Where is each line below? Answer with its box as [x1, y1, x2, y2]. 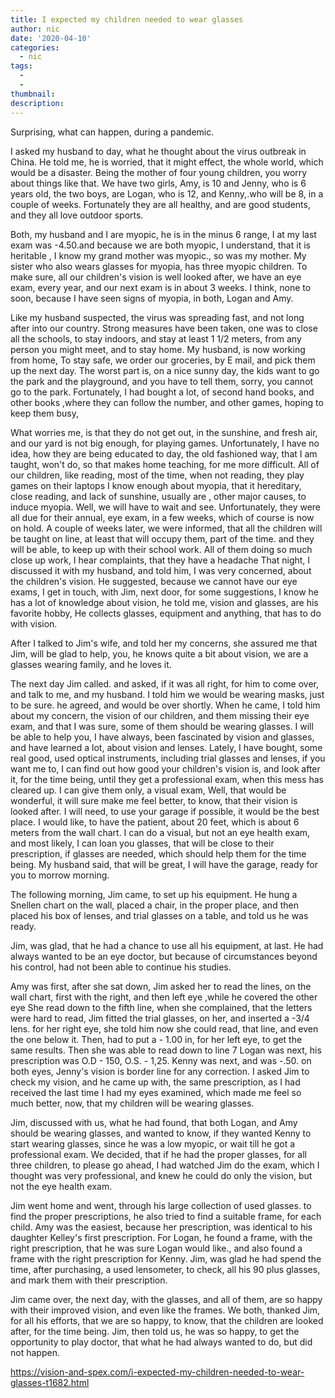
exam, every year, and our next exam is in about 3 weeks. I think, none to [10, 281, 312, 293]
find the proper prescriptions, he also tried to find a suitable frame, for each [10, 1210, 322, 1222]
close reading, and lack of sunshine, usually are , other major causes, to [10, 490, 307, 502]
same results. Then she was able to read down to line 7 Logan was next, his [10, 1044, 322, 1056]
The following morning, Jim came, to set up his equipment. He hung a [10, 888, 298, 900]
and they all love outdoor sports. [10, 209, 144, 221]
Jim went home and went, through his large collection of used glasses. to [10, 1199, 312, 1211]
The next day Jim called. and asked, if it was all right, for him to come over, [10, 677, 319, 690]
